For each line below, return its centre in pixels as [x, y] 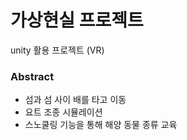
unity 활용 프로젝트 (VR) [57, 50]
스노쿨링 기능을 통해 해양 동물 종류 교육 [101, 125]
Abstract [32, 76]
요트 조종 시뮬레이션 [63, 112]
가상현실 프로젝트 [77, 20]
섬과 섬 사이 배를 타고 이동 [75, 100]
